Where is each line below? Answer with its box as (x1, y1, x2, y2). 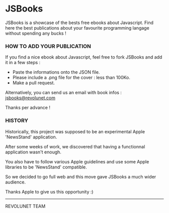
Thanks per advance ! (5, 105, 50, 111)
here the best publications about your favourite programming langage (5, 25, 149, 31)
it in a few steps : (5, 60, 41, 66)
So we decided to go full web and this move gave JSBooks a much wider (5, 173, 156, 179)
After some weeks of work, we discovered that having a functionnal (5, 143, 145, 149)
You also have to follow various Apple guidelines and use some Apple (5, 158, 149, 164)
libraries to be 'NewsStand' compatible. (5, 164, 87, 170)
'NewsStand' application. (5, 134, 57, 140)
